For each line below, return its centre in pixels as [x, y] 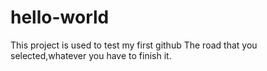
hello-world [60, 17]
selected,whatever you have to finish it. [91, 55]
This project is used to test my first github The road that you [134, 45]
